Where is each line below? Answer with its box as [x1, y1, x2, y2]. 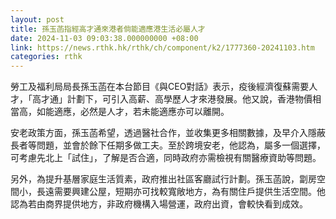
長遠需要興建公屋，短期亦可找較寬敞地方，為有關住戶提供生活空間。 [36, 186, 317, 198]
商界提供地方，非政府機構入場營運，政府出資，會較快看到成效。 [44, 198, 308, 210]
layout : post [10, 14, 65, 25]
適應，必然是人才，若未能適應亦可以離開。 [53, 106, 230, 118]
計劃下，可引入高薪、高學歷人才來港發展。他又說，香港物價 [66, 93, 313, 105]
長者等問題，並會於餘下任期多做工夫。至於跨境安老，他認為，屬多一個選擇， [10, 139, 326, 151]
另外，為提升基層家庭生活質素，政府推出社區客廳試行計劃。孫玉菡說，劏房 [10, 173, 317, 185]
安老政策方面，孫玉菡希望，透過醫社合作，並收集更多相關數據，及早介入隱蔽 [10, 127, 326, 139]
